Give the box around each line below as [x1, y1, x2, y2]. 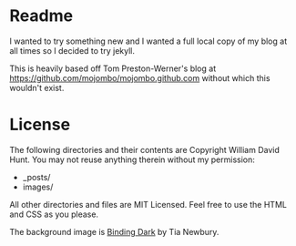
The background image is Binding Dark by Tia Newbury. [9, 226, 219, 237]
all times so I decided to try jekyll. [9, 45, 135, 56]
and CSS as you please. [9, 209, 98, 220]
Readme [9, 5, 74, 26]
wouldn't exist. [9, 82, 65, 93]
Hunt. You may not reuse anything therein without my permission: [9, 154, 255, 165]
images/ [22, 181, 54, 192]
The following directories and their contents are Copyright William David [9, 144, 280, 155]
